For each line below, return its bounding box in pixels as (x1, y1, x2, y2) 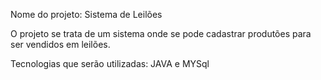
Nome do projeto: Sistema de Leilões (10, 9, 163, 20)
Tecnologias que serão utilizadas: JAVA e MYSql (10, 58, 210, 69)
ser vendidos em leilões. (10, 39, 111, 50)
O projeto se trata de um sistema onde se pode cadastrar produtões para (10, 28, 312, 39)
